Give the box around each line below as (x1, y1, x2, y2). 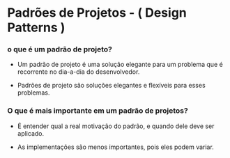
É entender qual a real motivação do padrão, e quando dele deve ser (17, 122, 215, 130)
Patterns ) (7, 19, 66, 35)
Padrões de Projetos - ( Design (7, 5, 187, 21)
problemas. (17, 88, 50, 97)
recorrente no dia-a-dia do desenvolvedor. (17, 68, 140, 76)
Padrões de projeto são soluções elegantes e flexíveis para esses (17, 81, 206, 90)
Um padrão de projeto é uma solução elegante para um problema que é (17, 61, 223, 69)
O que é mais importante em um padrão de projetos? (7, 106, 188, 116)
